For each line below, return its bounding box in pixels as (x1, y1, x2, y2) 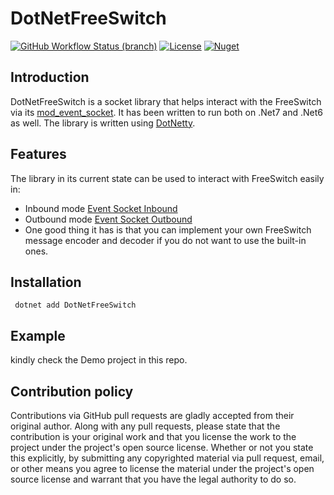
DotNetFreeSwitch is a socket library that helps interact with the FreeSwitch (10, 95, 322, 107)
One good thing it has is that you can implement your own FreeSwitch (24, 223, 312, 236)
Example (10, 327, 66, 344)
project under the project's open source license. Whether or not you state (10, 442, 314, 453)
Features (10, 146, 67, 163)
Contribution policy (10, 383, 134, 400)
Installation (10, 273, 82, 291)
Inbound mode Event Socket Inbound (24, 202, 178, 214)
